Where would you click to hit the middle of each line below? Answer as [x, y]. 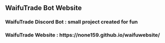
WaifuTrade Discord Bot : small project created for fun [72, 22]
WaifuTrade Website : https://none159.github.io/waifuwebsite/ [82, 35]
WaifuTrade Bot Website [43, 8]
